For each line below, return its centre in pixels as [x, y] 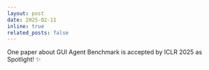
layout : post [26, 13]
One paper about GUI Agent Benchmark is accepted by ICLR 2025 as [104, 52]
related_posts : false [38, 33]
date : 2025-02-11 [32, 20]
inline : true [26, 26]
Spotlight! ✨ [24, 60]
